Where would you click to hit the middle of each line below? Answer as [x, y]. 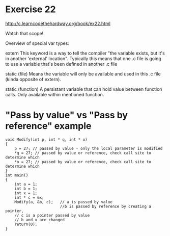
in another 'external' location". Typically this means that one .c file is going [83, 58]
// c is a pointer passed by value [52, 215]
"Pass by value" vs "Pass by [67, 115]
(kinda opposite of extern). [33, 79]
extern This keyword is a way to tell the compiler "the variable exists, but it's [85, 53]
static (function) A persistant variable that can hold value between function [84, 89]
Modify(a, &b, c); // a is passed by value [64, 202]
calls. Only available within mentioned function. [55, 94]
